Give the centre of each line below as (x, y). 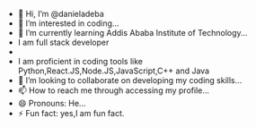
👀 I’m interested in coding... (68, 23)
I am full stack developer (63, 42)
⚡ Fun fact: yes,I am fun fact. (71, 113)
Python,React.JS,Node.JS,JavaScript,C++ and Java (113, 71)
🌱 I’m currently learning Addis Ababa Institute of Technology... (133, 33)
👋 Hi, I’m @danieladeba (61, 14)
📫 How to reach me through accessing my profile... (113, 90)
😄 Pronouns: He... (52, 103)
